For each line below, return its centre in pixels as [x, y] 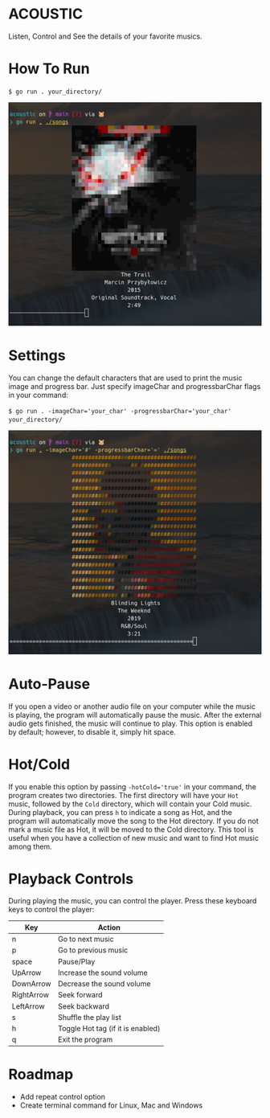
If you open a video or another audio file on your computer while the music [132, 706]
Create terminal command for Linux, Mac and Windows [111, 1105]
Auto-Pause [49, 684]
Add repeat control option [63, 1096]
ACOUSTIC [45, 14]
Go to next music [86, 939]
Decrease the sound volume [104, 984]
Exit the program [85, 1040]
